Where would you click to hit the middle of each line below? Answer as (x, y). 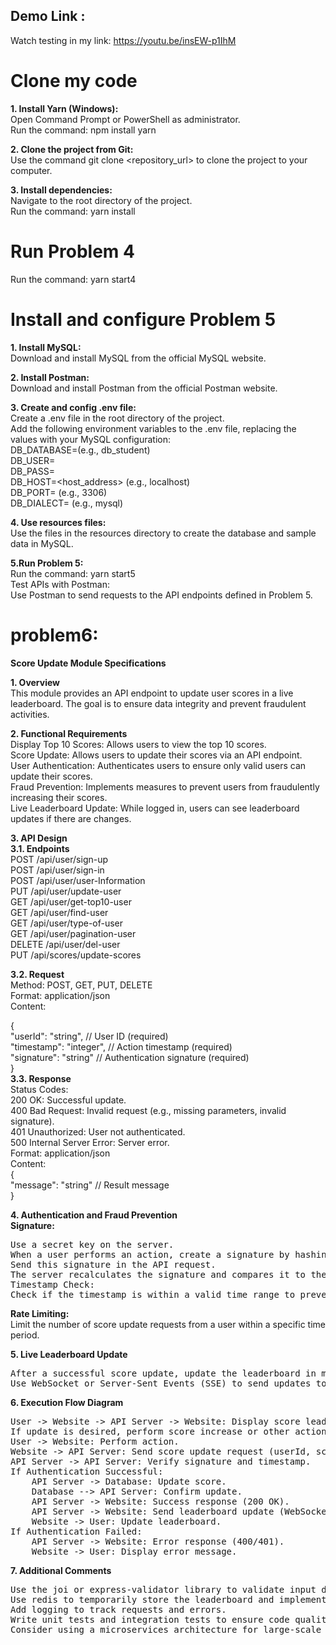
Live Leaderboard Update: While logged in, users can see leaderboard (155, 808)
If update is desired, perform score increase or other (150, 1431)
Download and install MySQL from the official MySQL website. (138, 358)
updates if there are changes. (71, 818)
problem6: (54, 635)
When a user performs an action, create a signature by (150, 1254)
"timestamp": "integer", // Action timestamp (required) (121, 1046)
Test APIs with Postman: (60, 584)
